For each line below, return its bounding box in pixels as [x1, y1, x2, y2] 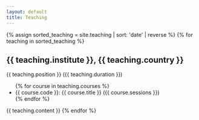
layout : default [6, 8, 47, 15]
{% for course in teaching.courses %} [15, 83, 110, 90]
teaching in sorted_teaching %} [6, 37, 85, 45]
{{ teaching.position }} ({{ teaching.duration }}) [6, 71, 123, 78]
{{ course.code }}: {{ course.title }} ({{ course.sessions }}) [15, 89, 160, 96]
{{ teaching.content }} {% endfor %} [6, 107, 97, 115]
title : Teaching [6, 14, 47, 21]
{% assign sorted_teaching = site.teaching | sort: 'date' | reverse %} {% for [6, 31, 194, 38]
